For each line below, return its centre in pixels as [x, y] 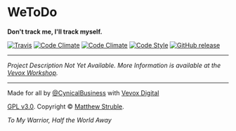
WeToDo [32, 12]
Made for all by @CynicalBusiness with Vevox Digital [83, 92]
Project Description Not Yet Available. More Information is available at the [114, 65]
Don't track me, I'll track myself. [55, 32]
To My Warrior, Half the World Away [60, 120]
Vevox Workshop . [33, 73]
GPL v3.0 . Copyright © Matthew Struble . [66, 106]
